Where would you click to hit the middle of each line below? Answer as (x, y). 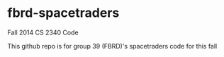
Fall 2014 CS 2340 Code (43, 32)
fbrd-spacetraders (63, 13)
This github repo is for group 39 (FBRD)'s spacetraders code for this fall (112, 46)
